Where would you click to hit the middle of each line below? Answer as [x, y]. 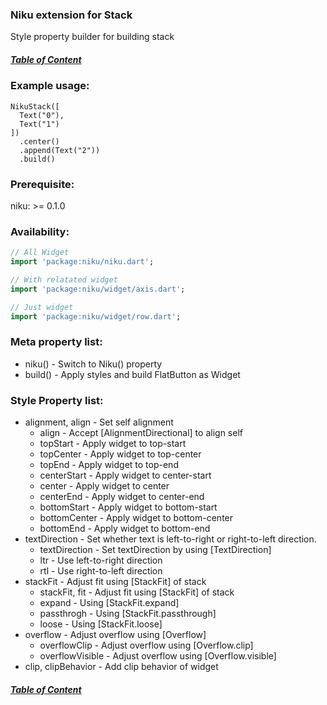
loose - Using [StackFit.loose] [101, 624]
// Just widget [42, 307]
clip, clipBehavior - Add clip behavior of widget [121, 667]
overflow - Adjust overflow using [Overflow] [115, 635]
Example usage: [50, 86]
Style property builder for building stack [92, 37]
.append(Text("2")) [60, 150]
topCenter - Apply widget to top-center [120, 454]
